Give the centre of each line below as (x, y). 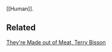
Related (21, 28)
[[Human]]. (20, 9)
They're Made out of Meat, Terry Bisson (56, 42)
